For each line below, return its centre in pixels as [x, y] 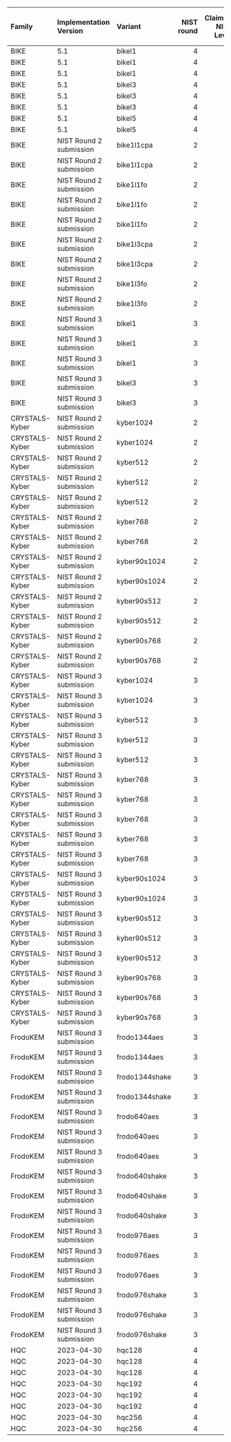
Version [70, 31]
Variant [129, 27]
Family [22, 27]
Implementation [84, 22]
